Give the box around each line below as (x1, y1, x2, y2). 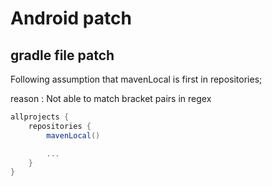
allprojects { (10, 112, 70, 122)
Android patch (10, 7, 132, 30)
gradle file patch (10, 47, 115, 64)
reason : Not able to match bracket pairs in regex (10, 93, 212, 104)
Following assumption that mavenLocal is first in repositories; (10, 73, 263, 85)
